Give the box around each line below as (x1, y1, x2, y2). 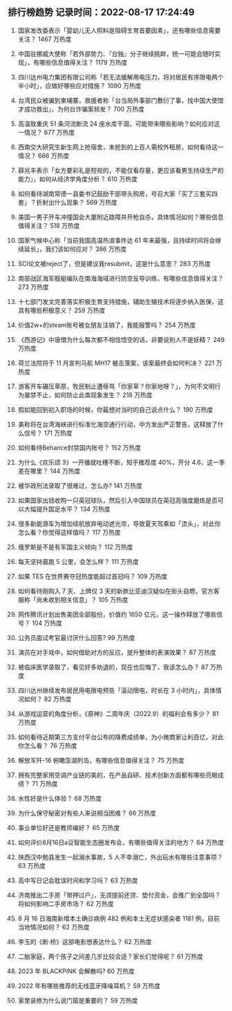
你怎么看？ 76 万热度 (17, 741, 78, 750)
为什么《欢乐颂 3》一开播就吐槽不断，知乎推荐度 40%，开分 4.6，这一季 (17, 458, 225, 466)
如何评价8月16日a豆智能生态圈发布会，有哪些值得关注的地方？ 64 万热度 (17, 838, 224, 847)
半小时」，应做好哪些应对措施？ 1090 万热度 (17, 82, 142, 90)
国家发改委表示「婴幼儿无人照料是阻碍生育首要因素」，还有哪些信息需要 (17, 26, 221, 35)
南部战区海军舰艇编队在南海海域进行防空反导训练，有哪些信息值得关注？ (17, 274, 224, 282)
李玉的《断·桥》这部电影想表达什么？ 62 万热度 (17, 937, 152, 945)
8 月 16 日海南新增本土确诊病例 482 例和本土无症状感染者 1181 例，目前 (17, 914, 220, 923)
